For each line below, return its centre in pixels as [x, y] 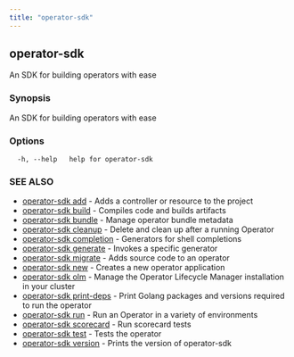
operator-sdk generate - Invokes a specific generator [120, 249]
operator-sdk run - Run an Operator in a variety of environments [140, 315]
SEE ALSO [32, 181]
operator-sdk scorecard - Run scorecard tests [106, 324]
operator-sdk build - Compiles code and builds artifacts [124, 211]
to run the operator [57, 305]
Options [27, 141]
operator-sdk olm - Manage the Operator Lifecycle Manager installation [153, 277]
